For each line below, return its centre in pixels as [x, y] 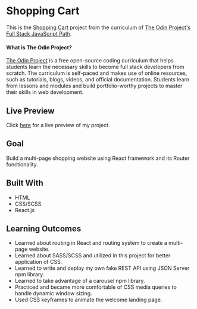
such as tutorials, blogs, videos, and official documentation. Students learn [98, 80]
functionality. [22, 164]
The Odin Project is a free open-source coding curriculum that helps [90, 61]
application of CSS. [38, 262]
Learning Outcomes [44, 228]
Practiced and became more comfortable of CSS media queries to [96, 287]
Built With [25, 183]
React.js [25, 210]
